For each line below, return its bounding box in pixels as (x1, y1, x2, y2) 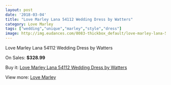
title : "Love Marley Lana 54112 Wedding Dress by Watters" (5, 17, 133, 22)
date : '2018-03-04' (5, 12, 47, 17)
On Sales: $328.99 (5, 55, 46, 61)
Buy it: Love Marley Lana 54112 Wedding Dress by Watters (5, 64, 127, 70)
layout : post (5, 7, 33, 13)
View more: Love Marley (5, 74, 56, 80)
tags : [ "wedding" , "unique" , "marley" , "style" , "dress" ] (5, 26, 122, 31)
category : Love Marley (5, 21, 53, 27)
